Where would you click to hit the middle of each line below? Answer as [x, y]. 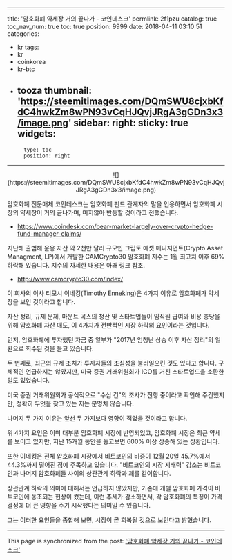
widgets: [37, 134]
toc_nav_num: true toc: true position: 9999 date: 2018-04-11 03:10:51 [105, 26]
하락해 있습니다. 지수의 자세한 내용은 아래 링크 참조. [76, 265]
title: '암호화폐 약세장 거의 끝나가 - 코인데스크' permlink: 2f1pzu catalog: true [112, 19]
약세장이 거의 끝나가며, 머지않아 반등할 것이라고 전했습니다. [99, 212]
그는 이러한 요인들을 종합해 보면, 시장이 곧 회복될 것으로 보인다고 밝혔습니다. [109, 520]
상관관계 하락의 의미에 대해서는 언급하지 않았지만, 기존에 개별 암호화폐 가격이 [110, 488]
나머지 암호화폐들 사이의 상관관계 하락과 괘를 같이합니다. [95, 473]
